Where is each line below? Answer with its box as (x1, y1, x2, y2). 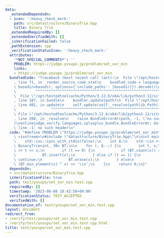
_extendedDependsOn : (9, 12, 51, 17)
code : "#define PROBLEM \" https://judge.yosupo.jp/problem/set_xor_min (9, 130, 159, 135)
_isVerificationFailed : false (9, 39, 71, 44)
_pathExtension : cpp (9, 43, 51, 48)
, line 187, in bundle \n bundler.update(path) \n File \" (14, 98, 141, 103)
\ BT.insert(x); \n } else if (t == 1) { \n (14, 152, 141, 157)
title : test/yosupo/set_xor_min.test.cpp (5, 225, 91, 230)
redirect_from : (5, 212, 36, 216)
